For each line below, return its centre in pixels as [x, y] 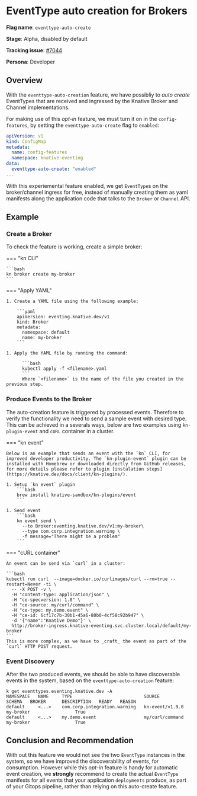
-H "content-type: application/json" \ [61, 594]
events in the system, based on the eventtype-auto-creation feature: [90, 680]
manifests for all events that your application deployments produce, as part [96, 780]
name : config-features [39, 152]
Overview [25, 80]
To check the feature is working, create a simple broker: [74, 247]
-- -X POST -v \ [31, 589]
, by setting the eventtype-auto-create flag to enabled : [93, 125]
